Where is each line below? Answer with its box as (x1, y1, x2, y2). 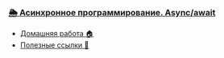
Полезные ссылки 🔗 (19, 40, 89, 50)
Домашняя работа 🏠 (19, 29, 94, 39)
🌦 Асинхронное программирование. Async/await (8, 6, 216, 18)
